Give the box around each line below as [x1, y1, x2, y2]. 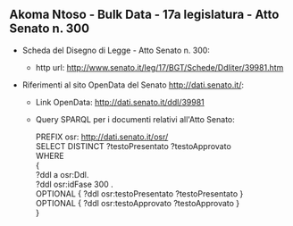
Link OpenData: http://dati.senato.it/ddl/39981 [35, 96, 205, 107]
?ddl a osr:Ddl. [35, 169, 89, 180]
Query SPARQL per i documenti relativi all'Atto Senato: [35, 113, 235, 124]
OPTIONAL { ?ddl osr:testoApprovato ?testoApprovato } [35, 197, 240, 208]
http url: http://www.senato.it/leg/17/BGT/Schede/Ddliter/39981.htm [35, 62, 284, 72]
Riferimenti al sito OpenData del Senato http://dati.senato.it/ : [21, 80, 244, 90]
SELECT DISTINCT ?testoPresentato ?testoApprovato [35, 140, 232, 151]
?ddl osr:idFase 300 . [35, 179, 113, 189]
